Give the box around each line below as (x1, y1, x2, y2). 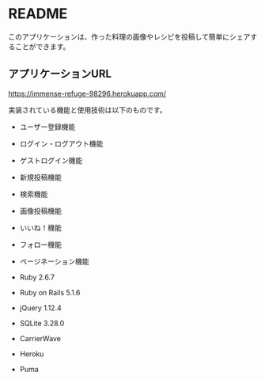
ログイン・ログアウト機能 (19, 139, 104, 148)
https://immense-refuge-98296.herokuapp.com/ (8, 89, 167, 98)
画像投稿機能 (19, 206, 62, 215)
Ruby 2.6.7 (19, 272, 55, 282)
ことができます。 (14, 41, 70, 51)
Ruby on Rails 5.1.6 (19, 287, 81, 297)
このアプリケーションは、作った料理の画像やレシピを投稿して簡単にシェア (8, 32, 251, 41)
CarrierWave (19, 333, 62, 343)
